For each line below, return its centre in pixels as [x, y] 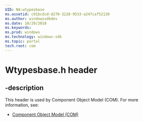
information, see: [22, 105]
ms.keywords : [18, 28]
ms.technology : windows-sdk [34, 37]
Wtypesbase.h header [51, 70]
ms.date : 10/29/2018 [26, 23]
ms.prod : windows [23, 32]
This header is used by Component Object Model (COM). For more [72, 100]
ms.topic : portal [23, 41]
